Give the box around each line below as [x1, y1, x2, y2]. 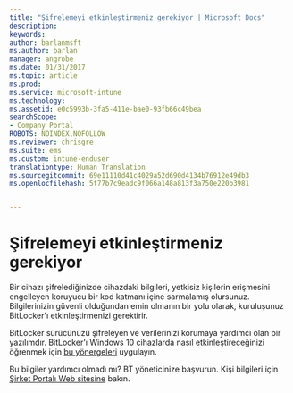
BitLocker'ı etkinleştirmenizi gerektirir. [9, 310, 149, 322]
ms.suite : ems [9, 146, 63, 155]
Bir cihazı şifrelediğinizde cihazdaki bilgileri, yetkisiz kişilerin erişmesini [9, 282, 271, 293]
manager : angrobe [9, 54, 74, 63]
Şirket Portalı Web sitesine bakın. [9, 373, 131, 384]
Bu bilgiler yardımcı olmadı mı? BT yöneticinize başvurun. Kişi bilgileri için [9, 364, 279, 375]
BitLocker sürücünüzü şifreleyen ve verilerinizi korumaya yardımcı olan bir [9, 328, 281, 339]
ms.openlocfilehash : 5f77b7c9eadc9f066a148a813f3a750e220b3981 [9, 180, 250, 188]
